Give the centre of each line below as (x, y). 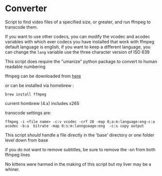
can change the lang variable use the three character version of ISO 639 (77, 52)
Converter (26, 9)
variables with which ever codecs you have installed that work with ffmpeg (80, 41)
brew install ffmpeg (26, 94)
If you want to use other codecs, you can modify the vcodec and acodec (78, 36)
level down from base (27, 140)
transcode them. (21, 27)
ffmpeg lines (17, 155)
